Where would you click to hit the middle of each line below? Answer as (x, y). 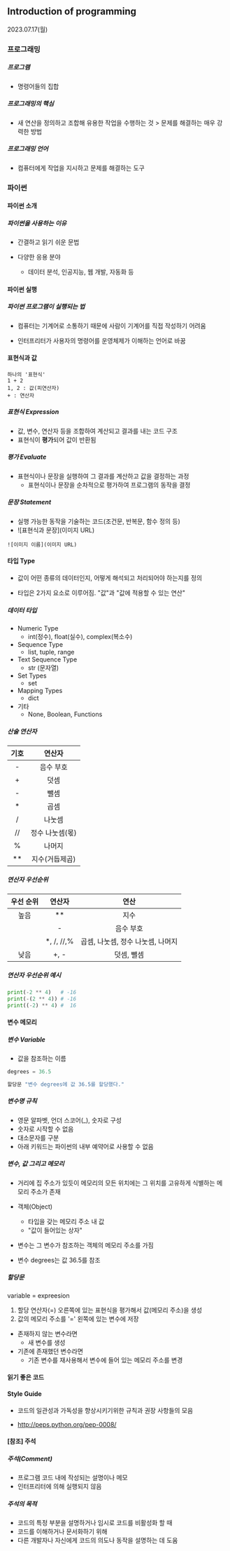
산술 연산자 (22, 731)
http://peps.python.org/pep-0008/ (67, 1424)
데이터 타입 (22, 610)
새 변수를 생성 (46, 1342)
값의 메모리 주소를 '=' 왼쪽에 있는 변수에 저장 (78, 1319)
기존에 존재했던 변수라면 (50, 1351)
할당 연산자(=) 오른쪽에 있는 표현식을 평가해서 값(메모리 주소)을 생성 (110, 1310)
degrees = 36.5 (29, 1072)
